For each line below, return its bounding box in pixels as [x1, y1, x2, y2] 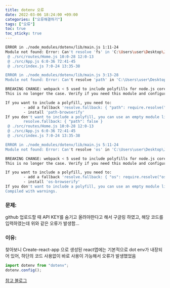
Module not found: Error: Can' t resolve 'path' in [5, 77, 114, 82]
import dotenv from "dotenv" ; [5, 263, 69, 268]
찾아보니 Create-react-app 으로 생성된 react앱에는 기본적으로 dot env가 [5, 247, 149, 253]
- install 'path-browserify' [23, 110, 85, 115]
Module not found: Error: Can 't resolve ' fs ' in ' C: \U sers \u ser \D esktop [5, 49, 162, 55]
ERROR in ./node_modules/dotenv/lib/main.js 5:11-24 [5, 142, 119, 147]
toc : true [5, 26, 26, 31]
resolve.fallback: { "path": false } [23, 119, 103, 124]
